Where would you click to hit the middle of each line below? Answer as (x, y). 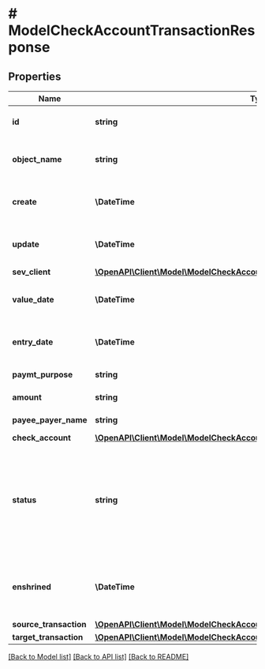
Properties (35, 76)
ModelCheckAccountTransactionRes (132, 30)
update (26, 244)
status (24, 500)
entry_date (33, 342)
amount (27, 397)
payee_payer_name (50, 420)
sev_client (32, 272)
